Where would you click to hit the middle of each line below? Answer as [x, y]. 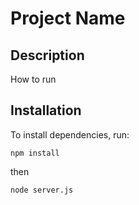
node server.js [42, 190]
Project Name [68, 18]
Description [47, 55]
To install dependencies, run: [70, 134]
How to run [33, 79]
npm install [35, 153]
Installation [46, 110]
